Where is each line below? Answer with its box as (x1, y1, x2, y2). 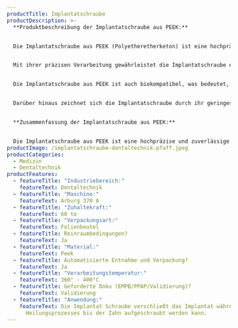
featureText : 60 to (19, 210, 77, 217)
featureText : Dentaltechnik (19, 184, 102, 191)
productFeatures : (6, 171, 58, 178)
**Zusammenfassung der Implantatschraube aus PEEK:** (13, 119, 175, 126)
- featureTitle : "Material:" (13, 243, 99, 251)
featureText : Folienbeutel (19, 224, 99, 231)
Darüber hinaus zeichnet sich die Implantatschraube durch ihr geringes (13, 100, 233, 107)
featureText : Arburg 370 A (19, 197, 99, 204)
